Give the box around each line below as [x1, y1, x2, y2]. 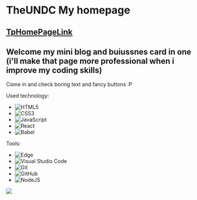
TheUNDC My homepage [6, 4, 131, 17]
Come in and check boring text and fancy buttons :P [6, 81, 132, 88]
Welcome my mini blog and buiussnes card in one [6, 46, 192, 56]
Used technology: [6, 92, 49, 99]
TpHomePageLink [6, 27, 73, 37]
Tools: [6, 140, 21, 147]
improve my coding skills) [6, 65, 102, 75]
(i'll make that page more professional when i [6, 56, 175, 66]
